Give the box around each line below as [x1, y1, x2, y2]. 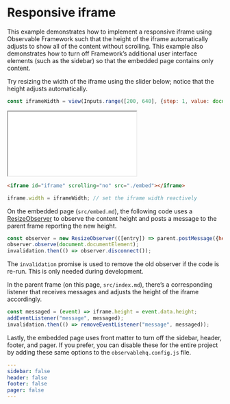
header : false [7, 374, 48, 381]
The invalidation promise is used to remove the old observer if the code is [7, 260, 220, 268]
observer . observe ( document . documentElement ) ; [7, 241, 139, 248]
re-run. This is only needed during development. [7, 268, 144, 276]
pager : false [7, 387, 44, 394]
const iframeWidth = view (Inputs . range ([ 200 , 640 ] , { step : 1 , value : [7, 97, 210, 104]
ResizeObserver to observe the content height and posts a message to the [7, 214, 217, 222]
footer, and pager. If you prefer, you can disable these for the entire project [7, 341, 218, 349]
